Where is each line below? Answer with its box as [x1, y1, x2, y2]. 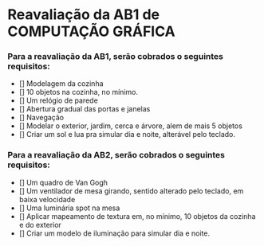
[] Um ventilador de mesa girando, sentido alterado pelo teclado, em [18, 185, 244, 196]
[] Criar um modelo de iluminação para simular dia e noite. [18, 228, 211, 238]
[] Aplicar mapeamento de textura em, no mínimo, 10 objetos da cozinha [18, 211, 256, 221]
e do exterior [18, 220, 61, 229]
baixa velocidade [18, 194, 76, 204]
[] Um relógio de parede [18, 96, 99, 105]
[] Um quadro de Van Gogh [18, 178, 108, 187]
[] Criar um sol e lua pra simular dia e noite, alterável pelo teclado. [18, 130, 236, 139]
